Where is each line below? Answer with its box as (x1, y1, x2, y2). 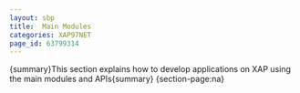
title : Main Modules (9, 22, 92, 31)
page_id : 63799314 (9, 38, 79, 48)
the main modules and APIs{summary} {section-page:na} (9, 74, 225, 85)
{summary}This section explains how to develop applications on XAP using (9, 64, 292, 75)
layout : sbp (9, 13, 55, 23)
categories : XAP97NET (9, 30, 92, 39)
